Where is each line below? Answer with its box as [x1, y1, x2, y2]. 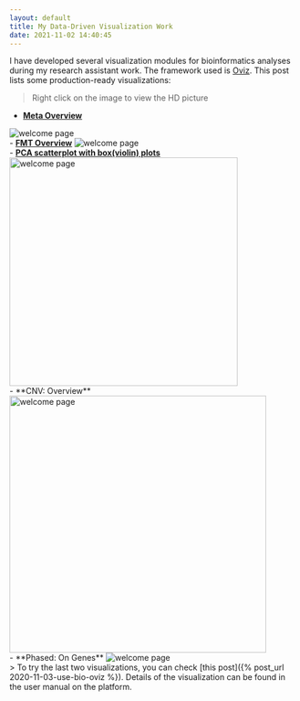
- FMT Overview [9, 138, 73, 149]
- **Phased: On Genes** [9, 653, 104, 664]
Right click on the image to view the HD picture [31, 92, 209, 103]
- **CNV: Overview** [9, 386, 91, 397]
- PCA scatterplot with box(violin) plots [9, 147, 161, 158]
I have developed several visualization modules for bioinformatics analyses [9, 56, 291, 67]
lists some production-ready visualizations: [9, 75, 171, 86]
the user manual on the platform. [9, 682, 132, 693]
